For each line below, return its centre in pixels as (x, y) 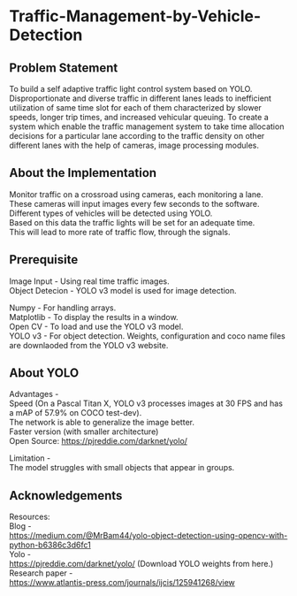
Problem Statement (64, 68)
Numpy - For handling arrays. (63, 308)
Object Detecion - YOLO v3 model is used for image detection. (123, 290)
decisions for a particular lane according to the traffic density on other (137, 136)
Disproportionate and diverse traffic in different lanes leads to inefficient (141, 98)
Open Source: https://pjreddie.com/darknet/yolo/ (99, 441)
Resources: (30, 517)
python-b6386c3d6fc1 (50, 545)
